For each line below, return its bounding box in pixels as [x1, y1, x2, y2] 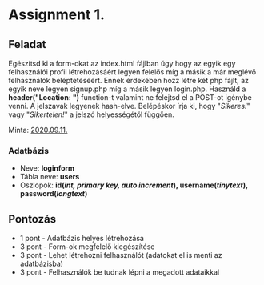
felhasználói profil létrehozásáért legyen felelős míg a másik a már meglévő [8, 67, 257, 77]
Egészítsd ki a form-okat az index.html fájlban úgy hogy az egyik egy [8, 58, 236, 68]
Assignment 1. [8, 6, 106, 24]
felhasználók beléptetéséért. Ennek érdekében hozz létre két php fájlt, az [8, 76, 250, 85]
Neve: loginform [19, 163, 75, 173]
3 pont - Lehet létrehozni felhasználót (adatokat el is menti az [19, 251, 222, 260]
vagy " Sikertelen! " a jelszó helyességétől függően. [8, 110, 174, 119]
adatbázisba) [19, 259, 64, 269]
